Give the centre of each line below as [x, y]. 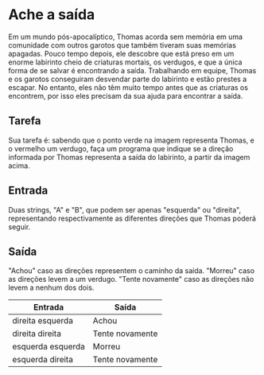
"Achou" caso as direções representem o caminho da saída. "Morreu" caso [132, 271]
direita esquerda [43, 321]
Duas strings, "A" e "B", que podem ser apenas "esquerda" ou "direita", [124, 209]
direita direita [37, 334]
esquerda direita [43, 360]
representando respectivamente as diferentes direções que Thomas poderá [132, 218]
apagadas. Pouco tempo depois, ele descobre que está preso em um [121, 53]
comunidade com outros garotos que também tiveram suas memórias [122, 45]
